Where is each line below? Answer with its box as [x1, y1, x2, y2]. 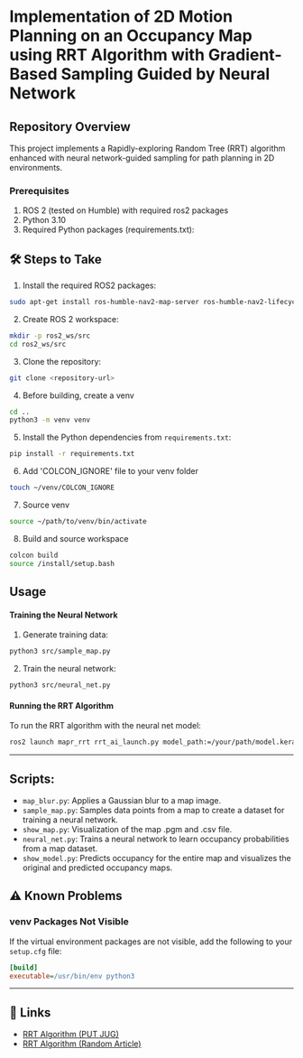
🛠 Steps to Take [9, 251, 102, 267]
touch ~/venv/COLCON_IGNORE [9, 483, 115, 493]
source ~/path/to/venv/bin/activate [9, 517, 147, 526]
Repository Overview [9, 119, 131, 135]
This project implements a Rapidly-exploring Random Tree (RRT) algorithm [9, 143, 286, 153]
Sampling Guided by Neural [60, 64, 271, 85]
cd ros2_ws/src [9, 339, 67, 348]
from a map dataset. [22, 842, 98, 854]
